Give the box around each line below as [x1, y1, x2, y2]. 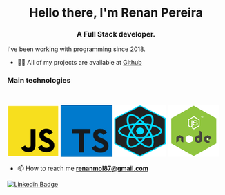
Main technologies [7, 76, 71, 85]
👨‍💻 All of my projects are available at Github [17, 59, 143, 67]
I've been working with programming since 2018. [7, 45, 146, 53]
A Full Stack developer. [77, 30, 155, 39]
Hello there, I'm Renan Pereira [28, 5, 204, 21]
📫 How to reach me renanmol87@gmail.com [17, 164, 148, 172]
